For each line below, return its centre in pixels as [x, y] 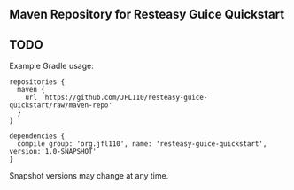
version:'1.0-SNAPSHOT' [53, 152]
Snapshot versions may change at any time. [89, 176]
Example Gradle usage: [52, 66]
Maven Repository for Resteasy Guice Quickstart [147, 15]
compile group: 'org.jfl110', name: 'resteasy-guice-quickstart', [142, 144]
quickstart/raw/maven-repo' [61, 105]
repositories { [37, 82]
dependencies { [37, 136]
